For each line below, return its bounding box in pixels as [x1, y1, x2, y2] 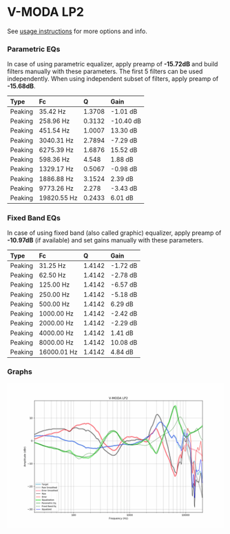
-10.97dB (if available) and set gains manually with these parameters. [7, 236, 204, 245]
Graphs [7, 367, 32, 376]
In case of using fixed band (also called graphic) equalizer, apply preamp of [7, 229, 222, 237]
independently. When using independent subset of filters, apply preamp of [7, 75, 219, 83]
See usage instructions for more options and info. [7, 27, 148, 35]
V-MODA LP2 [7, 4, 85, 20]
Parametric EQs [7, 44, 61, 54]
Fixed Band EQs [7, 213, 61, 222]
